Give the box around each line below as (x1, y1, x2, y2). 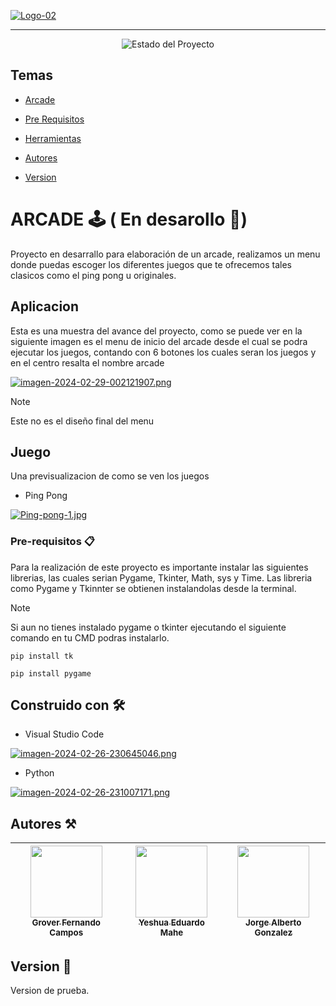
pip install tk (10, 651, 74, 661)
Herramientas (24, 132, 82, 144)
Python (24, 767, 55, 779)
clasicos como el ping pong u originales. (10, 269, 177, 281)
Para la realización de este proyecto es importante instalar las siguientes (10, 561, 309, 573)
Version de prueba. (10, 985, 90, 997)
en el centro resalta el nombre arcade (10, 356, 165, 369)
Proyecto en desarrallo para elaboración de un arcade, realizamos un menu (10, 248, 321, 260)
